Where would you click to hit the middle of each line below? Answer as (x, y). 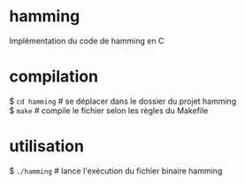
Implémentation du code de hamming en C (87, 41)
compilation (54, 77)
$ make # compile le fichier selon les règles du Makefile (109, 110)
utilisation (46, 146)
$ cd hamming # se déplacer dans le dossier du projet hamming (123, 101)
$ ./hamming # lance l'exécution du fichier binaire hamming (116, 171)
